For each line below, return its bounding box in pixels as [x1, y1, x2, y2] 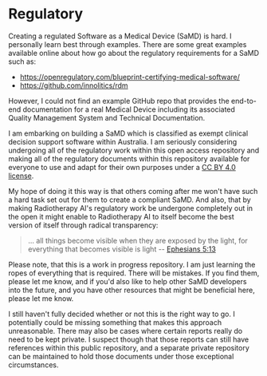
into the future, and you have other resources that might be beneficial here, [8, 285, 255, 295]
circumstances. [8, 360, 59, 370]
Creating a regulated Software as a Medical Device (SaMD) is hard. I [8, 31, 233, 41]
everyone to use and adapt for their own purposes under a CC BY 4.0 [8, 162, 237, 172]
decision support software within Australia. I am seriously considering [8, 137, 238, 146]
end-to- [230, 96, 257, 105]
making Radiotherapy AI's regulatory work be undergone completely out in [8, 203, 253, 212]
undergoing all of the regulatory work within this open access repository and [8, 145, 260, 155]
